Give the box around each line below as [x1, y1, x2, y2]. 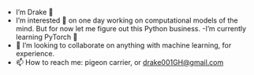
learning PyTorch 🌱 [15, 32, 78, 41]
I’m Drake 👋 [15, 8, 54, 16]
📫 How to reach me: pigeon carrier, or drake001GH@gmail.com [15, 58, 224, 66]
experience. [15, 49, 55, 58]
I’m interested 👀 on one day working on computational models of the [15, 16, 238, 25]
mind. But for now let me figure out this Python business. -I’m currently [15, 24, 247, 33]
